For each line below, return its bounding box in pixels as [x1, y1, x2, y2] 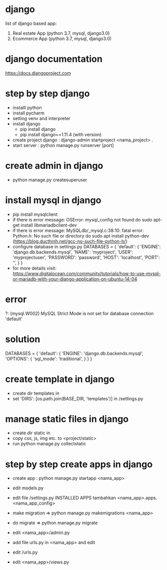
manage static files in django [5, 413, 129, 425]
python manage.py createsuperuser [12, 176, 87, 183]
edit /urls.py [12, 549, 38, 555]
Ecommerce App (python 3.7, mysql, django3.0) [12, 35, 112, 42]
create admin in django [5, 160, 103, 171]
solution [5, 333, 40, 345]
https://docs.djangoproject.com [5, 70, 71, 76]
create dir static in [12, 430, 50, 436]
